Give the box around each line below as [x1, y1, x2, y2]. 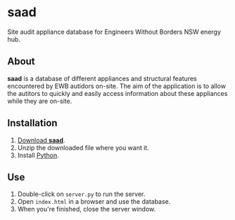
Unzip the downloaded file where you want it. [17, 143, 149, 152]
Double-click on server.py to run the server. [17, 190, 146, 198]
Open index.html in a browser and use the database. [17, 197, 171, 206]
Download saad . [17, 135, 65, 145]
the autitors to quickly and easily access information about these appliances [7, 89, 228, 97]
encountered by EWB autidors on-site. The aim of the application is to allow [7, 82, 227, 90]
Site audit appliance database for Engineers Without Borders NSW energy [7, 28, 222, 36]
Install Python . [17, 151, 60, 159]
